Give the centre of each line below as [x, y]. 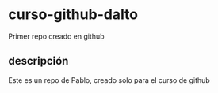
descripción [38, 61]
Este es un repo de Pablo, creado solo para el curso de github [109, 80]
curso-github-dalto [73, 15]
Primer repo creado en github [56, 36]
